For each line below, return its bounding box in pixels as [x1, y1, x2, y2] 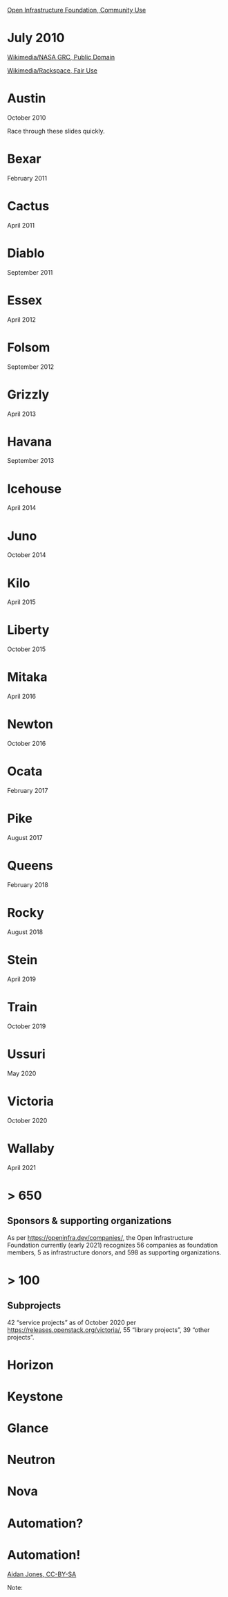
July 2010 [7, 30, 65, 46]
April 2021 [7, 1163, 36, 1171]
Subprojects [7, 1300, 61, 1312]
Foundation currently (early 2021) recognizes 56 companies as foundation [7, 1241, 218, 1249]
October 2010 [7, 113, 46, 122]
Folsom [7, 339, 50, 355]
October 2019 [7, 1022, 46, 1030]
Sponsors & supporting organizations [7, 1215, 172, 1227]
